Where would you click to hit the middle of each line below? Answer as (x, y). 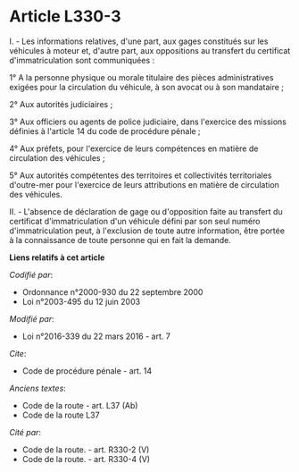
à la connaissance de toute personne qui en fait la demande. (120, 240)
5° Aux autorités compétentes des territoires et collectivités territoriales (141, 175)
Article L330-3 (65, 17)
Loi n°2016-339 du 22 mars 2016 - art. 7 (96, 336)
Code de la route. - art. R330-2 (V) (86, 450)
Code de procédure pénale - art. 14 (87, 371)
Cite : (18, 353)
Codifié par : (31, 274)
